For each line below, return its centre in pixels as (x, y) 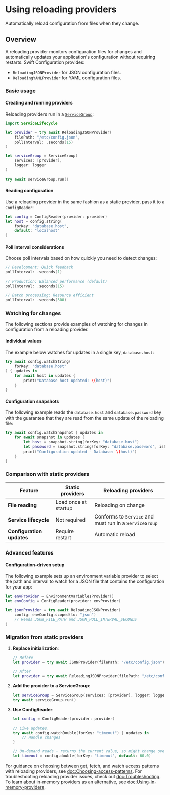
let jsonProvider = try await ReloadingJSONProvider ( (63, 610)
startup (64, 508)
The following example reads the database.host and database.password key (83, 412)
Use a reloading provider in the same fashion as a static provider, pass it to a (85, 202)
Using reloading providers (61, 9)
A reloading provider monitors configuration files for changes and (73, 51)
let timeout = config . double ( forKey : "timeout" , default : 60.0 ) (82, 756)
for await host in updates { (45, 376)
